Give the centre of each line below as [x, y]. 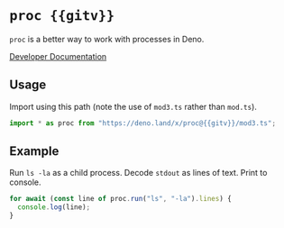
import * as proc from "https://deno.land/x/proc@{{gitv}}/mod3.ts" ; [143, 123]
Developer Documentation [58, 56]
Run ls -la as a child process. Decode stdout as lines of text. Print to [138, 173]
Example [34, 151]
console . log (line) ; [54, 207]
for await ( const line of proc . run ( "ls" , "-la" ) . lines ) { [120, 199]
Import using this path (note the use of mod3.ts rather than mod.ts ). [133, 106]
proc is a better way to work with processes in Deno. [107, 39]
